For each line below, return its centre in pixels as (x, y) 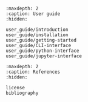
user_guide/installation (37, 35)
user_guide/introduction (37, 30)
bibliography (22, 93)
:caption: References (33, 72)
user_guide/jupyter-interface (44, 56)
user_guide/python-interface (42, 51)
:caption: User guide (33, 14)
